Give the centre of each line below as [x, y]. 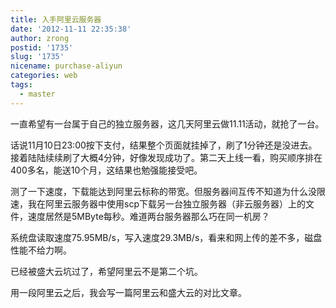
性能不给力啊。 [41, 250]
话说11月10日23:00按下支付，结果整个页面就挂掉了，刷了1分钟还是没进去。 [164, 145]
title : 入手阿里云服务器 [56, 19]
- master [37, 94]
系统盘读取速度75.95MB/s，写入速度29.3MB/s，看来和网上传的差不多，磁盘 [166, 237]
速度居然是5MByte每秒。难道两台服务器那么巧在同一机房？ [148, 216]
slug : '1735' [37, 57]
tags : [21, 85]
